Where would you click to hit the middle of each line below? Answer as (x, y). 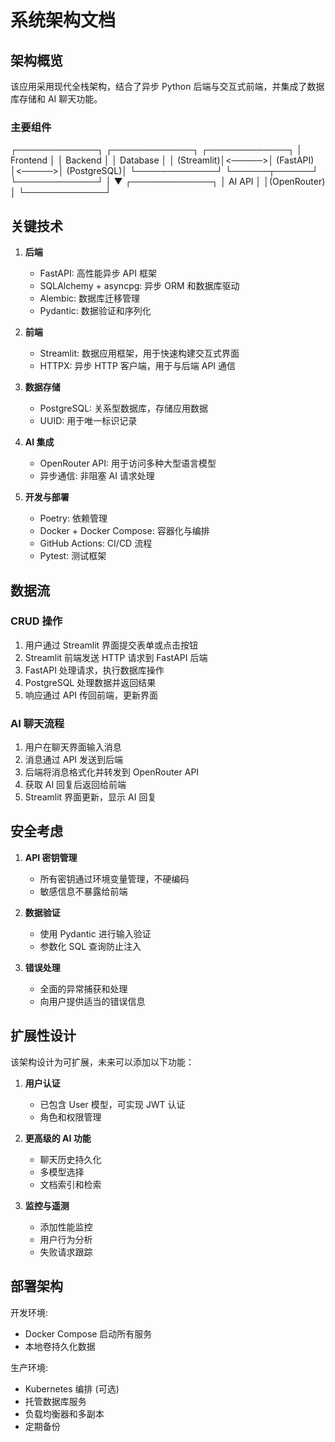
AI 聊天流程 (37, 723)
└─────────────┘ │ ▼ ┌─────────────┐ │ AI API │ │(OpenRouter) (168, 182)
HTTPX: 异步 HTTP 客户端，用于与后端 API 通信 (138, 366)
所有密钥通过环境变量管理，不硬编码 (114, 878)
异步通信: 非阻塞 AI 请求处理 (97, 476)
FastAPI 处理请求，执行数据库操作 (94, 670)
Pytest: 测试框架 (73, 556)
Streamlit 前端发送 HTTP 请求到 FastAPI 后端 (116, 657)
